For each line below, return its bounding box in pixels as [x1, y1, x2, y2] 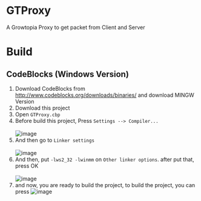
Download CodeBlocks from [15, 85, 86, 92]
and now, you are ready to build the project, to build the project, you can [15, 181, 196, 188]
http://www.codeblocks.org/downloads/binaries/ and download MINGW [15, 91, 195, 99]
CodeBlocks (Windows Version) [6, 69, 129, 79]
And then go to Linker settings [15, 136, 95, 143]
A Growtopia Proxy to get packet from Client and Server [6, 24, 145, 31]
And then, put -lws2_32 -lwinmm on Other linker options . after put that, [15, 156, 195, 163]
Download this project [15, 104, 70, 111]
